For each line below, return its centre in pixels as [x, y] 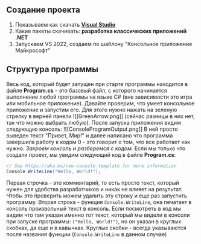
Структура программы [52, 69]
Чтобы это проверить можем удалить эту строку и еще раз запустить [97, 196]
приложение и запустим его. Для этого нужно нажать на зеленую [92, 110]
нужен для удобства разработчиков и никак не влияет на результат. [94, 190]
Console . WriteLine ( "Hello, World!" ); [54, 171]
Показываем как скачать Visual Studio [65, 24]
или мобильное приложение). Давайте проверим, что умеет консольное [101, 103]
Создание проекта [43, 10]
